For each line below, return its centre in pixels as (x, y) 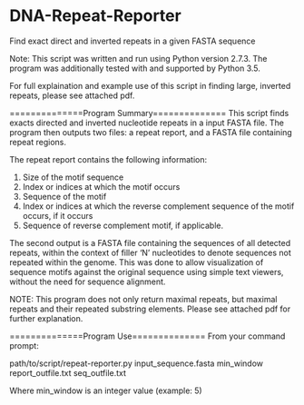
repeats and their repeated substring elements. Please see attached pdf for (150, 309)
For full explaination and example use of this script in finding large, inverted (150, 85)
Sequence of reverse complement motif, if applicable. (123, 225)
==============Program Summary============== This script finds (149, 113)
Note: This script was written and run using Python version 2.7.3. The (138, 58)
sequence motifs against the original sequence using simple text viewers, (147, 272)
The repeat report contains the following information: (108, 159)
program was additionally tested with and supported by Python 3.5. (135, 68)
